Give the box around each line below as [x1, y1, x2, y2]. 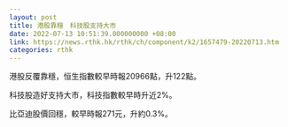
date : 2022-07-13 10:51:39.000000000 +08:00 [9, 29, 176, 38]
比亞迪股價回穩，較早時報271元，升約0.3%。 [9, 108, 173, 119]
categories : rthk [9, 46, 74, 55]
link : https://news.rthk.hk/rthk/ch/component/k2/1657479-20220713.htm [9, 37, 279, 47]
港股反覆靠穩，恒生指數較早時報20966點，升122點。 [9, 71, 202, 82]
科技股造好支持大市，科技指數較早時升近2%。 [9, 90, 177, 101]
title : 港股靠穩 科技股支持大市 [9, 21, 117, 30]
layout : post [9, 12, 58, 22]
